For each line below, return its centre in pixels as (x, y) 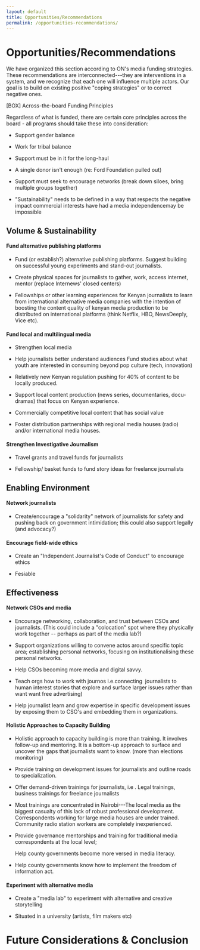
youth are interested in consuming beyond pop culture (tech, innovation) (104, 365)
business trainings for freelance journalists (67, 793)
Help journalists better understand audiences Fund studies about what (101, 359)
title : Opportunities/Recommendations (54, 17)
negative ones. (24, 94)
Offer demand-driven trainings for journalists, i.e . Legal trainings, (95, 787)
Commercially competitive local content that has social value (89, 413)
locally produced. (36, 383)
